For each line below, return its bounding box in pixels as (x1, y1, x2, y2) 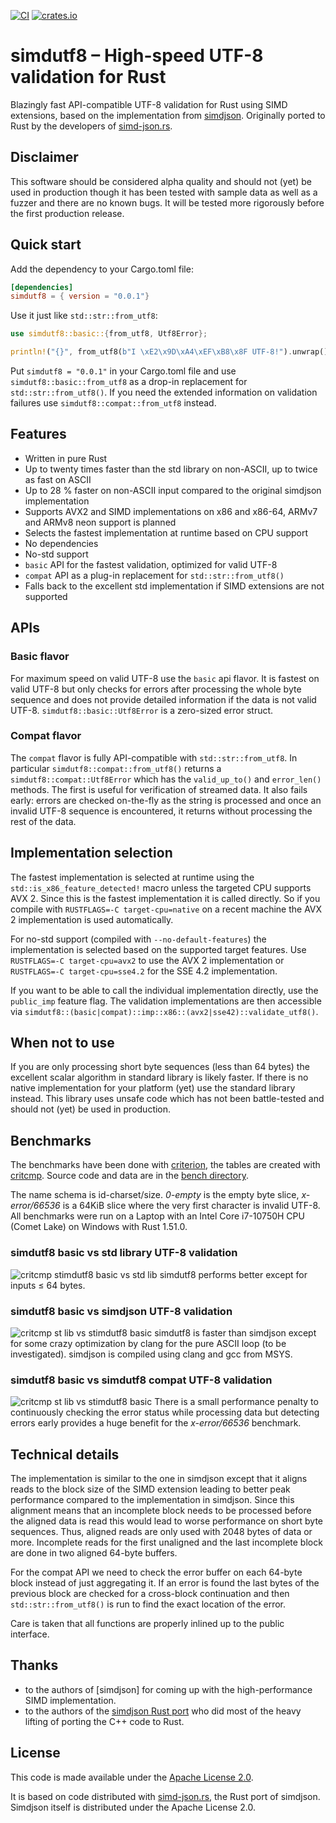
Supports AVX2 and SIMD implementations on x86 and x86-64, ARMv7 (24, 505, 318, 517)
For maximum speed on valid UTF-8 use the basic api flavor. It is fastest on (10, 672, 320, 684)
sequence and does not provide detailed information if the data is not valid (10, 693, 317, 705)
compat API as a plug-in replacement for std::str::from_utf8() (24, 569, 285, 581)
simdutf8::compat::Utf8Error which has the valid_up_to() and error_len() (10, 773, 322, 785)
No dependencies (24, 537, 99, 549)
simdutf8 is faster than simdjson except (154, 1326, 317, 1339)
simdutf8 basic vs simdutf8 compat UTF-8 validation (10, 1373, 273, 1387)
